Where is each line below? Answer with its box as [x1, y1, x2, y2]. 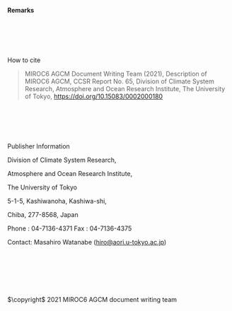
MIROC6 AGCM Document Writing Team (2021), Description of [24, 70, 207, 78]
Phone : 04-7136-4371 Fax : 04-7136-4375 [7, 224, 132, 233]
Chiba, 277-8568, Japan [7, 211, 79, 218]
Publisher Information [7, 142, 71, 151]
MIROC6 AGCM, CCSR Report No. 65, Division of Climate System [24, 77, 214, 86]
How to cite [7, 56, 41, 64]
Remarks [7, 6, 35, 14]
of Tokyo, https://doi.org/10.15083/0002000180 [24, 92, 163, 100]
